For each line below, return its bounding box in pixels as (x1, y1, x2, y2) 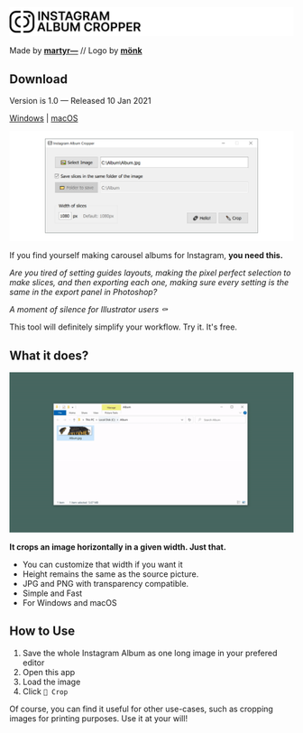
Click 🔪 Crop (22, 685, 69, 697)
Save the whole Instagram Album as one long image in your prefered (22, 647, 278, 658)
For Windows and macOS (22, 597, 117, 608)
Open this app (22, 666, 76, 677)
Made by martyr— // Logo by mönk (9, 45, 142, 56)
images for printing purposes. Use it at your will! (9, 712, 188, 724)
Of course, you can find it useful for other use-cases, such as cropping (9, 703, 273, 714)
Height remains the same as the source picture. (22, 568, 199, 580)
